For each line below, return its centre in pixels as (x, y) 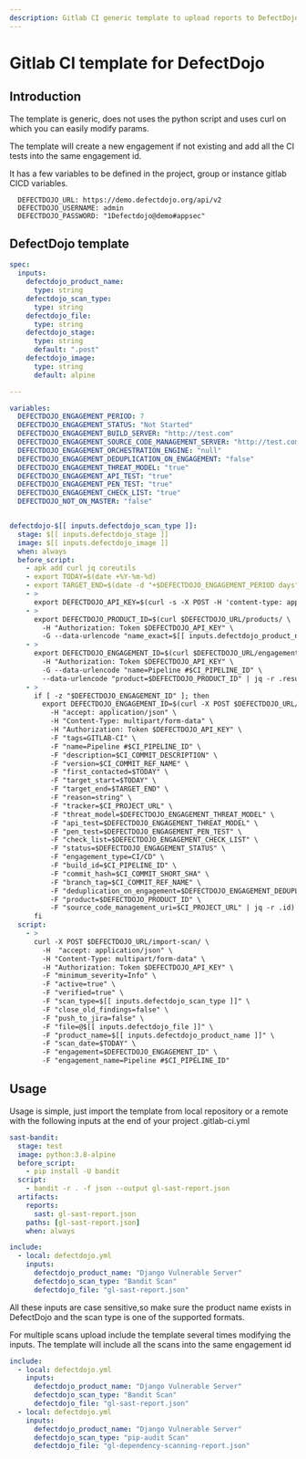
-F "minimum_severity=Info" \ (99, 976)
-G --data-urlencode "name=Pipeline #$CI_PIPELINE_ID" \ (152, 670)
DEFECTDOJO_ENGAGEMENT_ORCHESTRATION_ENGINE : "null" (120, 450)
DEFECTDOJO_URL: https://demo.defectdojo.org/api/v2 (120, 200)
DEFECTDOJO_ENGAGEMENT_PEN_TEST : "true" (95, 485)
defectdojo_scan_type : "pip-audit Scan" (111, 1438)
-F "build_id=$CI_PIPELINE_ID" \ (113, 866)
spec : (20, 265)
